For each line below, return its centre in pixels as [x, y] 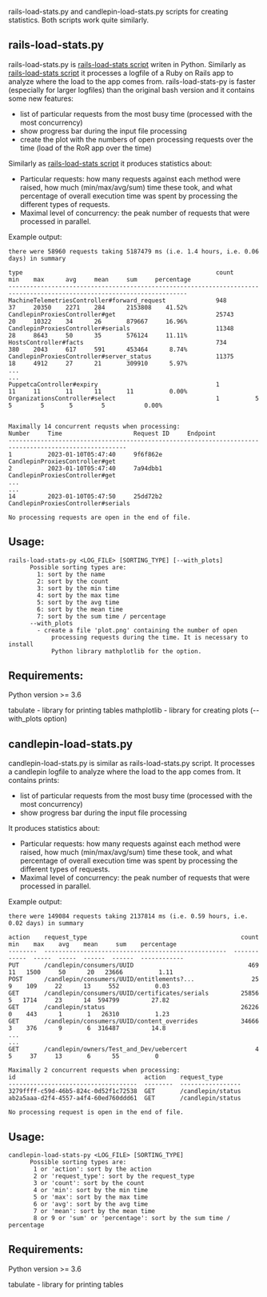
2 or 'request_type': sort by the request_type [114, 1176]
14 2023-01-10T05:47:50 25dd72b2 [85, 496]
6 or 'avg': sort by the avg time [91, 1204]
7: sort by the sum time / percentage [102, 616]
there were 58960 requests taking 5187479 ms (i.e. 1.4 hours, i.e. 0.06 [134, 251]
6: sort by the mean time [80, 609]
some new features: [41, 98]
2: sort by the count [73, 581]
